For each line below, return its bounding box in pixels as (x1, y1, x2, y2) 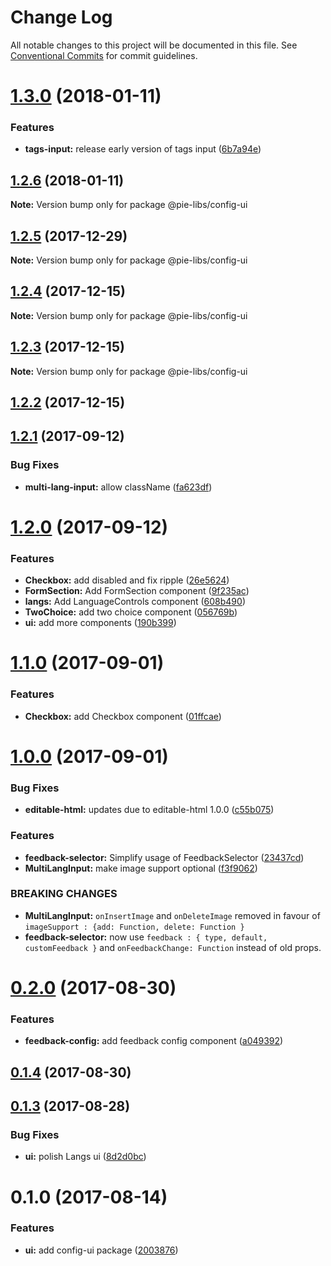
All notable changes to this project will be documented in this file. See (10, 39, 298, 51)
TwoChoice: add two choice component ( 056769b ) (24, 606, 238, 618)
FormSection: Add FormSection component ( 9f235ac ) (24, 585, 250, 597)
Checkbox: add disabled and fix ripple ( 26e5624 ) (24, 574, 230, 586)
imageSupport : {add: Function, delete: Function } (24, 922, 245, 932)
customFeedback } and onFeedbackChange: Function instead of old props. (24, 941, 322, 953)
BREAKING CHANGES (10, 887, 118, 901)
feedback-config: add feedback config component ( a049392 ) (24, 1035, 284, 1047)
